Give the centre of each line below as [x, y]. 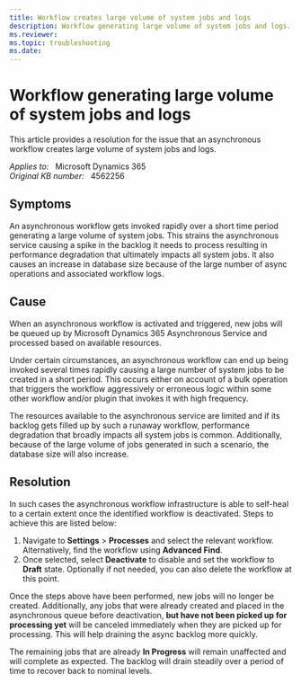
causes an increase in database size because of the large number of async [148, 264]
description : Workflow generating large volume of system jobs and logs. [150, 26]
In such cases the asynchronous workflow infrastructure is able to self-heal [149, 503]
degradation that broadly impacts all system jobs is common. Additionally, [146, 435]
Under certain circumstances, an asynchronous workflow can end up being [149, 359]
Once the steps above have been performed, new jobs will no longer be [142, 596]
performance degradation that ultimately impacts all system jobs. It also [142, 254]
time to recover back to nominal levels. [81, 670]
